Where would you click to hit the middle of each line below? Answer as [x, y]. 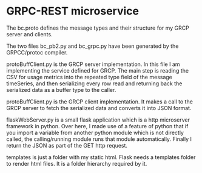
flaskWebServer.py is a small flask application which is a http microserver [98, 120]
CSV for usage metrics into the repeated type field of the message [89, 77]
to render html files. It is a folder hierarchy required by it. [77, 163]
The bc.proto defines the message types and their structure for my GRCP [98, 28]
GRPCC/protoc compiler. [37, 52]
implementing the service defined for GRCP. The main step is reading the [98, 70]
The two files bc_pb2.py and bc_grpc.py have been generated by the [93, 46]
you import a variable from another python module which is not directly [95, 132]
